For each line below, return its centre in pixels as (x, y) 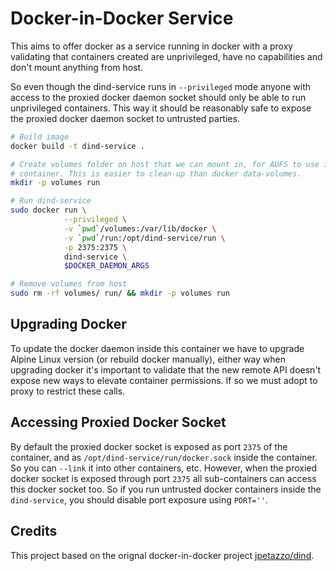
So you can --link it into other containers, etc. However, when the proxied (164, 468)
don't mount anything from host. (77, 67)
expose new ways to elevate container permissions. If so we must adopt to (164, 380)
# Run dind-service (51, 201)
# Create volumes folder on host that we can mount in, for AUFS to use (165, 164)
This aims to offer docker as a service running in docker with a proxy (152, 46)
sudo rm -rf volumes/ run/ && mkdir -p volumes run (120, 293)
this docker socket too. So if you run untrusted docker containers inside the (166, 489)
